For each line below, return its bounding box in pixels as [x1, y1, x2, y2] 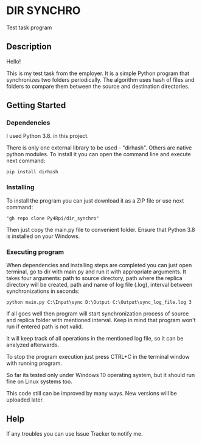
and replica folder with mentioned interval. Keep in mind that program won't [6, 317, 196, 324]
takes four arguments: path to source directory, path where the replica [6, 275, 183, 282]
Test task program [6, 24, 52, 31]
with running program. [6, 359, 62, 367]
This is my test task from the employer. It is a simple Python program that [6, 70, 190, 77]
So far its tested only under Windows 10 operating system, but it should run [6, 372, 195, 379]
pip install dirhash [6, 169, 59, 175]
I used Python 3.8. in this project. [6, 132, 89, 140]
